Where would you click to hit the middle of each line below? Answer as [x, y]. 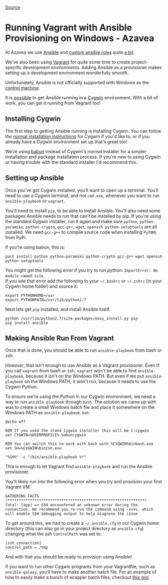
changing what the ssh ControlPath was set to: [53, 534]
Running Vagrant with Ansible [69, 28]
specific [14, 67]
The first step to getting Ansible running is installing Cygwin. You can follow [83, 131]
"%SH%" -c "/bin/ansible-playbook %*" [46, 457]
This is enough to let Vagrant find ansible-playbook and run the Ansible [79, 467]
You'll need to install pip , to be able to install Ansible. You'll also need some [83, 211]
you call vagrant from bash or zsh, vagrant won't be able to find [71, 371]
